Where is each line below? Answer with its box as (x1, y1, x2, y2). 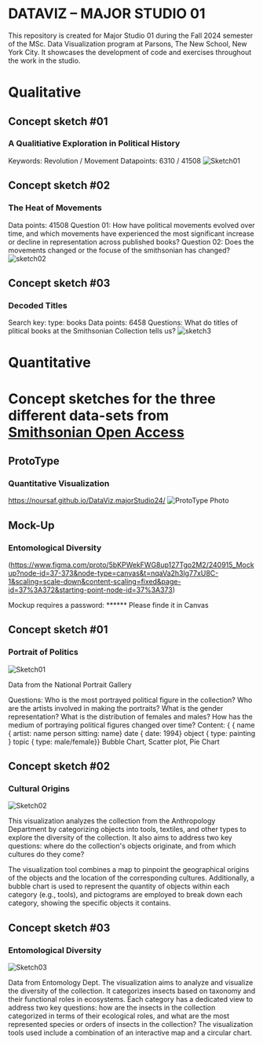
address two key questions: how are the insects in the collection (8, 1003, 216, 1012)
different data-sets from (8, 407, 170, 425)
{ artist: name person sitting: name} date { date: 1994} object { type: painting (8, 728, 256, 738)
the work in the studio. (8, 56, 81, 65)
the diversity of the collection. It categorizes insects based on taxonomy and (8, 986, 256, 995)
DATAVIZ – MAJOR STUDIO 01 (8, 5, 206, 23)
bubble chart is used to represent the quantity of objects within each (8, 881, 230, 891)
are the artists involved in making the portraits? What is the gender (8, 703, 224, 712)
